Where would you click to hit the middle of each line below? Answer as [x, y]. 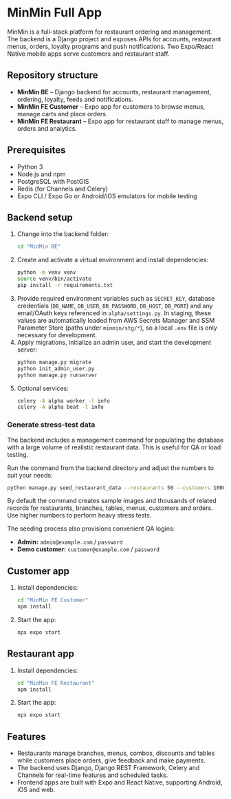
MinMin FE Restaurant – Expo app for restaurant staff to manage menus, [120, 121]
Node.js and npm [41, 174]
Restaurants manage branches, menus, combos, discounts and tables [116, 753]
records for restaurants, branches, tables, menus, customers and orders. [110, 508]
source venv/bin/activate [54, 279]
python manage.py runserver [57, 375]
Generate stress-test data [51, 425]
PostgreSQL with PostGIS [53, 181]
